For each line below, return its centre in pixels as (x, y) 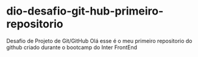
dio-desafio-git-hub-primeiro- (85, 11)
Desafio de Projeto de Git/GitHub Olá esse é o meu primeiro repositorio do (99, 41)
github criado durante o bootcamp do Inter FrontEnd (72, 47)
